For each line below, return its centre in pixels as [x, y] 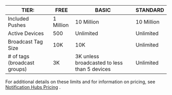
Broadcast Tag [25, 42]
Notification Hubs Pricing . [33, 87]
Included [18, 19]
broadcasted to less [99, 63]
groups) [17, 69]
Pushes [17, 25]
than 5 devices [93, 69]
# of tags [19, 56]
